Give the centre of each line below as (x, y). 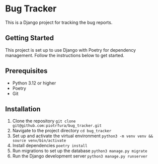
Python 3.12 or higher (34, 83)
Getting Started (30, 38)
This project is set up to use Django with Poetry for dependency (71, 50)
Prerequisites (26, 71)
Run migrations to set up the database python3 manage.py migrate (80, 151)
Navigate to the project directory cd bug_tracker (62, 131)
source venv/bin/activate (39, 141)
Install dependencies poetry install (50, 146)
